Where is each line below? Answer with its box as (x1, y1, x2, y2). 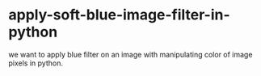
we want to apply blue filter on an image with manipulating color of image (8, 49, 253, 59)
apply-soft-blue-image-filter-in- (8, 6, 230, 24)
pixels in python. (8, 58, 63, 68)
